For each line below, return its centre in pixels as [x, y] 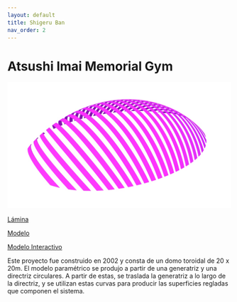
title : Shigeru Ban [36, 22]
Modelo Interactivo [35, 246]
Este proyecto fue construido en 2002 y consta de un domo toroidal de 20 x [118, 261]
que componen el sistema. [46, 291]
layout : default [31, 15]
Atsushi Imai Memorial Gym [90, 66]
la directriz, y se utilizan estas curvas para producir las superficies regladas [118, 283]
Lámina [18, 219]
